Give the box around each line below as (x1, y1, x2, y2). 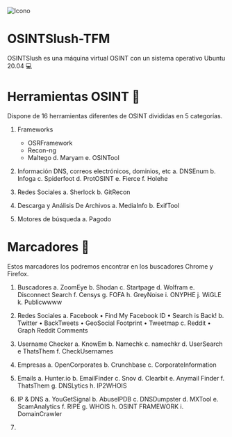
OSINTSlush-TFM (7, 31, 110, 47)
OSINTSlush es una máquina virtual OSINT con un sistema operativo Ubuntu (7, 54, 226, 62)
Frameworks (17, 125, 53, 134)
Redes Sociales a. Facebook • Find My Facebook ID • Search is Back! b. (17, 311, 224, 319)
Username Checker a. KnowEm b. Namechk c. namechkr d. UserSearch (17, 340, 224, 348)
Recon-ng (27, 146, 57, 154)
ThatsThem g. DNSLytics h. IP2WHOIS (17, 381, 127, 390)
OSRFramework (27, 138, 73, 147)
